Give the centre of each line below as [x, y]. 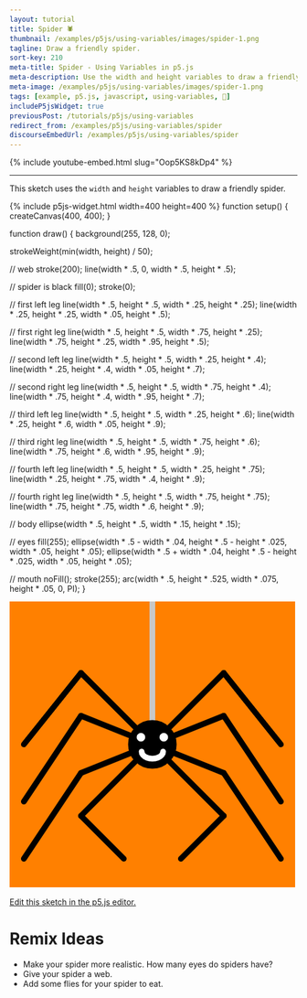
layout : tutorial [42, 19]
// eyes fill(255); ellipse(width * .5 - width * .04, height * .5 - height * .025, [148, 542]
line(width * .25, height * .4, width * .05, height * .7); [107, 370]
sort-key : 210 [37, 58]
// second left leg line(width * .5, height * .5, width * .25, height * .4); [138, 359]
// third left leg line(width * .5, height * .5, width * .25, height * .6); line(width [152, 414]
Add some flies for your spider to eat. [93, 984]
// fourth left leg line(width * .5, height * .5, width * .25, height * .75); [138, 469]
